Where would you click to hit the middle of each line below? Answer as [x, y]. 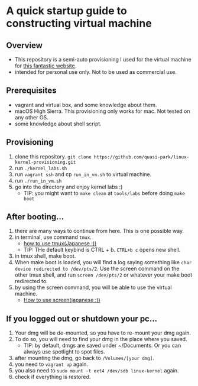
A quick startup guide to [66, 11]
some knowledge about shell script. [58, 124]
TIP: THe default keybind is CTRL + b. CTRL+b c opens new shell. [102, 250]
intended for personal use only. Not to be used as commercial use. [96, 72]
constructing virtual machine [79, 23]
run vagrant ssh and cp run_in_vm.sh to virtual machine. [83, 174]
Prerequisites [31, 91]
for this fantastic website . [46, 66]
